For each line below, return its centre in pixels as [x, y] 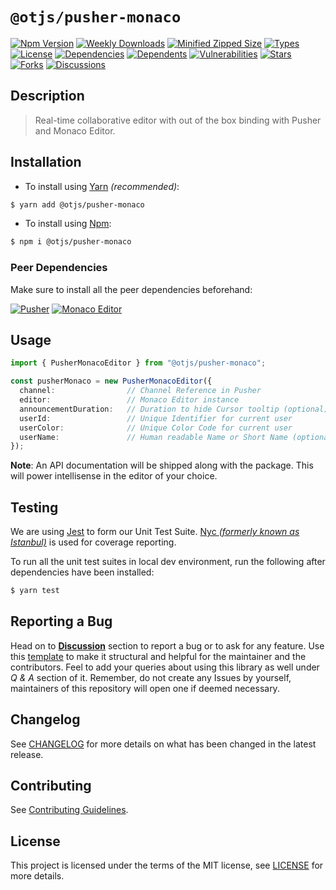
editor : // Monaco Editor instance [129, 400]
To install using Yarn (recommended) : [102, 186]
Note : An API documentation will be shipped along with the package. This [162, 465]
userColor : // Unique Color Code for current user [156, 428]
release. [27, 754]
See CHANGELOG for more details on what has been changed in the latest [163, 744]
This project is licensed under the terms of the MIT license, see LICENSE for [167, 865]
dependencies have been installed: [82, 572]
